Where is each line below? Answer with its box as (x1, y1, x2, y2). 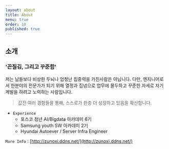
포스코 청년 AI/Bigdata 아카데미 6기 (20, 116, 92, 122)
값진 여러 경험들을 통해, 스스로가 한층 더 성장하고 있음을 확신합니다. (17, 99, 152, 105)
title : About (5, 12, 33, 17)
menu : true (5, 17, 29, 22)
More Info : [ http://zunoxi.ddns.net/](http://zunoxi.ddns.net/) (5, 138, 133, 144)
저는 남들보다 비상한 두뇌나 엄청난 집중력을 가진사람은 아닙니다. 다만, (5, 76, 142, 82)
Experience (12, 111, 36, 116)
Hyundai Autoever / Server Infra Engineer (20, 128, 108, 134)
